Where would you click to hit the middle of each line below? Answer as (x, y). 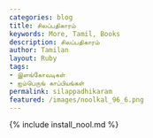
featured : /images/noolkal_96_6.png (76, 100)
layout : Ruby (33, 58)
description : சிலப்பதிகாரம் (54, 42)
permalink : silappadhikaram (61, 91)
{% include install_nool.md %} (64, 125)
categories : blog (41, 17)
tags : (19, 67)
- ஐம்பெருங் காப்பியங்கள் (47, 83)
